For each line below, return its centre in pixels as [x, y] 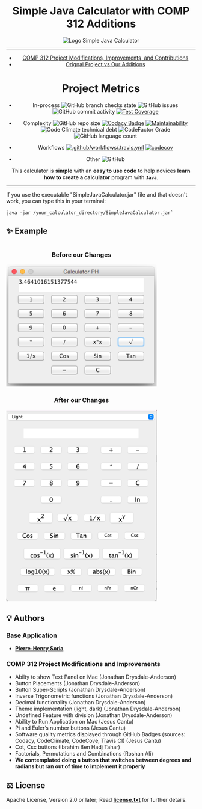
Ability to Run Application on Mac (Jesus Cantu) [74, 722]
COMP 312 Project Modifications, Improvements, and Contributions [106, 58]
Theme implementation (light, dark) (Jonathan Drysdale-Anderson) [98, 709]
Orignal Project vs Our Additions [106, 64]
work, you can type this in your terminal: [56, 201]
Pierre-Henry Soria [39, 649]
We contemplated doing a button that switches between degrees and [103, 760]
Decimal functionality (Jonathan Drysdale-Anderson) [80, 703]
